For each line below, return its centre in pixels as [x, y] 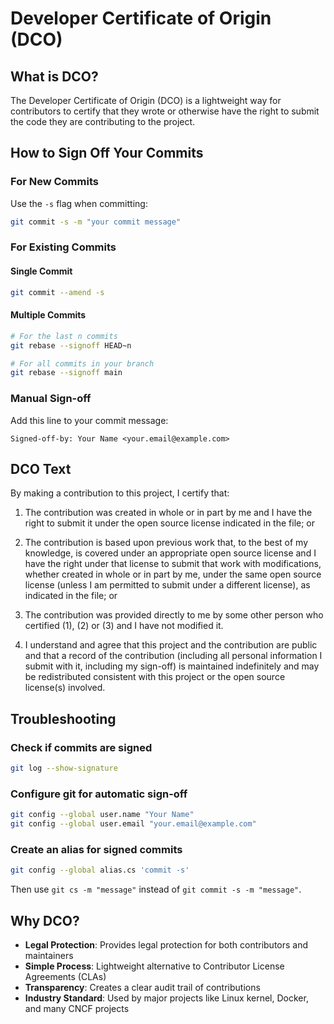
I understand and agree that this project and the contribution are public [171, 645]
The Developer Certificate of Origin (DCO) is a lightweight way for [146, 100]
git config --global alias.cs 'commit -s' [100, 870]
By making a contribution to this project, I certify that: [120, 493]
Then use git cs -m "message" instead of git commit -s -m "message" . [156, 889]
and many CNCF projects [77, 1008]
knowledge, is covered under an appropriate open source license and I [170, 553]
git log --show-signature [64, 768]
